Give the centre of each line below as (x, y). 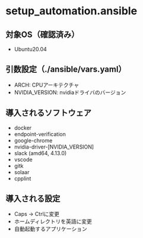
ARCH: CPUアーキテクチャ (47, 85)
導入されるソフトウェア (48, 113)
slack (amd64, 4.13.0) (40, 153)
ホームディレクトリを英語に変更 (53, 221)
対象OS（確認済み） (42, 34)
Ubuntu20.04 (30, 49)
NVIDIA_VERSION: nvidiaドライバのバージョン (70, 92)
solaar (22, 172)
